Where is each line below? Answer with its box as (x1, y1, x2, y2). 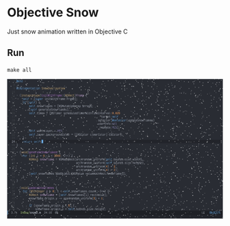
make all (7, 66, 32, 73)
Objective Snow (7, 5, 99, 20)
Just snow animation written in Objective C (7, 27, 128, 36)
